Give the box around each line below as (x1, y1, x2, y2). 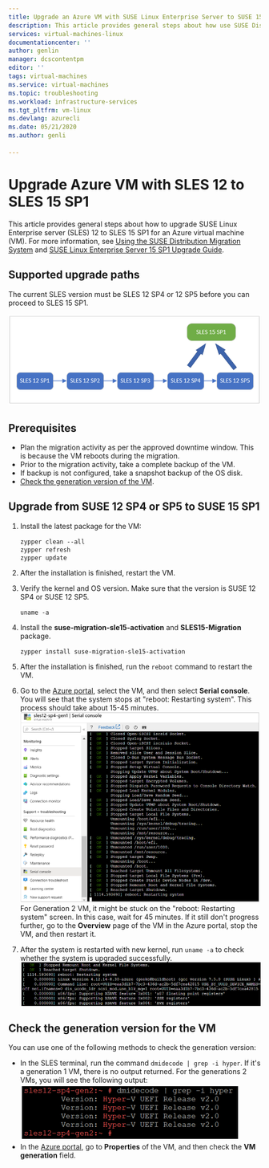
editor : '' (8, 64, 45, 72)
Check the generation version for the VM (8, 1021, 216, 1035)
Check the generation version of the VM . (19, 477, 155, 486)
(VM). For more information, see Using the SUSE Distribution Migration (8, 236, 242, 246)
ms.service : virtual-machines (8, 80, 110, 88)
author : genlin (8, 47, 59, 55)
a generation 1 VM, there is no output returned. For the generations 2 (19, 1067, 247, 1076)
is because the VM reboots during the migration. (19, 451, 180, 461)
